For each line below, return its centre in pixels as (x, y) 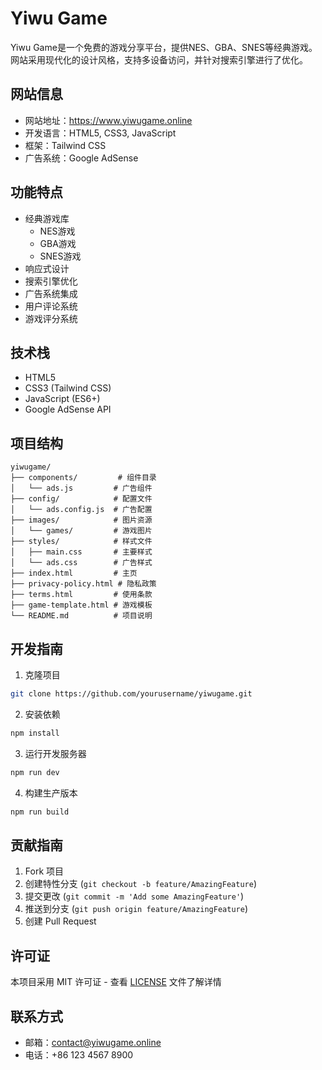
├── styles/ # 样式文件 (81, 542)
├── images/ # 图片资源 (81, 520)
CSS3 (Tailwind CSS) (68, 388)
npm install (35, 733)
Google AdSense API (68, 409)
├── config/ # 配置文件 (81, 499)
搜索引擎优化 (51, 281)
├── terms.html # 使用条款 (81, 595)
